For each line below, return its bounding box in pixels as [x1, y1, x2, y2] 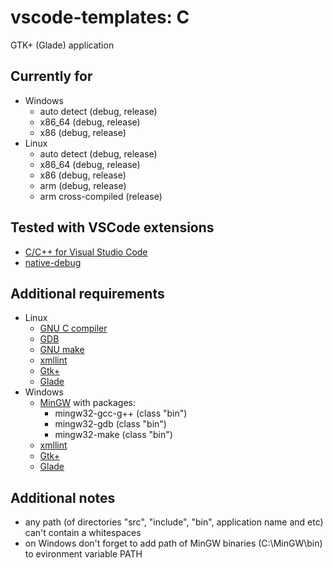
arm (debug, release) [39, 179, 127, 191]
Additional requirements [10, 285, 165, 302]
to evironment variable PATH [24, 548, 143, 560]
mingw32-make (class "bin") [54, 429, 173, 441]
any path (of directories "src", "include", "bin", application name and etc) [24, 516, 324, 528]
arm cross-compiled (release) [39, 190, 163, 202]
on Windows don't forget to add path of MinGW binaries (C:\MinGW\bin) [24, 537, 323, 550]
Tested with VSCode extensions [10, 219, 215, 236]
